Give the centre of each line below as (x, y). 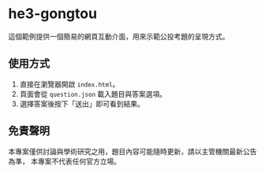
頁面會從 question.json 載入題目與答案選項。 (93, 94)
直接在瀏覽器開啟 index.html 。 (69, 84)
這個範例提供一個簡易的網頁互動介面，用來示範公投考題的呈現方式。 (119, 36)
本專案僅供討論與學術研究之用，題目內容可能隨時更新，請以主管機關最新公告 (132, 151)
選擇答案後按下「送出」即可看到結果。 (82, 104)
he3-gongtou (52, 14)
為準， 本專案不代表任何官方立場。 (64, 161)
